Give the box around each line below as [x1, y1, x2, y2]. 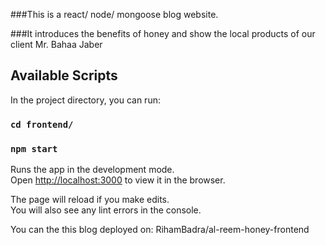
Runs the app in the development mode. [10, 164, 175, 176]
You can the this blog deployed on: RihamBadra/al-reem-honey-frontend [10, 224, 310, 236]
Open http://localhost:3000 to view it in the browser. [10, 174, 226, 186]
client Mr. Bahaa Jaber [10, 39, 103, 50]
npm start [10, 143, 58, 154]
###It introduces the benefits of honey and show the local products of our [10, 28, 316, 39]
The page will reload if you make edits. [10, 194, 170, 206]
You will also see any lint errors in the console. [10, 204, 202, 216]
